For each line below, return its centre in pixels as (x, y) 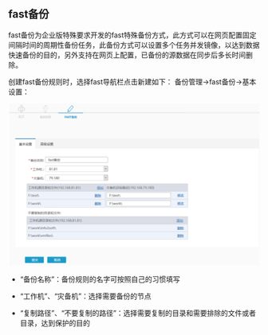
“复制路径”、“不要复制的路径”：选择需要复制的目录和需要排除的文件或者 (138, 313)
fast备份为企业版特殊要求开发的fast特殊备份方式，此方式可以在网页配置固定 (132, 35)
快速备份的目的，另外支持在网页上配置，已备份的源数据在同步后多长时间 (127, 55)
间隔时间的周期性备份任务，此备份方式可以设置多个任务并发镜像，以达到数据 (134, 45)
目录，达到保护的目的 (55, 323)
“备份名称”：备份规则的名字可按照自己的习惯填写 (100, 279)
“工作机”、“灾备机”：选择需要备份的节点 (85, 296)
